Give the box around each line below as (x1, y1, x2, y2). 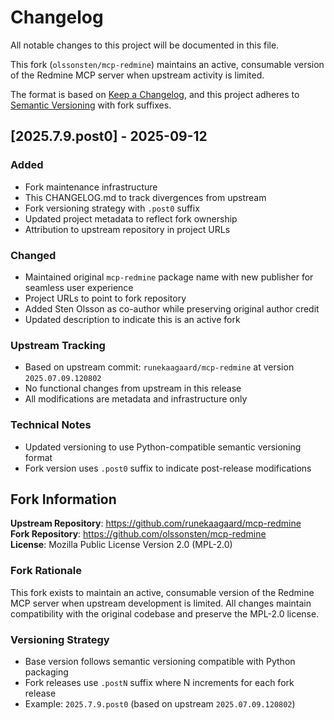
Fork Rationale (10, 564, 82, 578)
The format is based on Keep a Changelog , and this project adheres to (10, 88, 300, 100)
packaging (24, 666, 69, 678)
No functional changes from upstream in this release (24, 382, 242, 395)
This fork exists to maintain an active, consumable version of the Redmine (10, 586, 315, 598)
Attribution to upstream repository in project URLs (24, 223, 231, 235)
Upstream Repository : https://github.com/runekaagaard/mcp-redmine (10, 517, 302, 530)
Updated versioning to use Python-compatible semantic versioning (24, 441, 302, 453)
